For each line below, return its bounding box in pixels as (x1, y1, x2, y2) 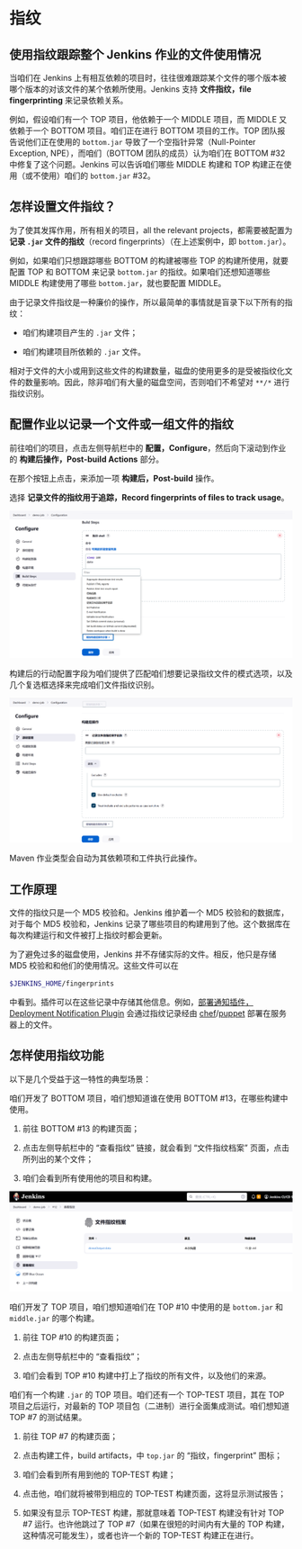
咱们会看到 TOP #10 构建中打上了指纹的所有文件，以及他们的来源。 (22, 1370, 271, 1382)
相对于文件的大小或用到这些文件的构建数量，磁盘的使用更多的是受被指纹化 (9, 365, 285, 376)
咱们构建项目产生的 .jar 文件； (22, 327, 138, 338)
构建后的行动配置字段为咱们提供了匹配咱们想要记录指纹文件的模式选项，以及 (9, 668, 293, 679)
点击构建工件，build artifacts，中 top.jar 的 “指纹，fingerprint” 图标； (22, 1450, 283, 1461)
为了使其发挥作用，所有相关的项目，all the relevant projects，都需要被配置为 (9, 224, 293, 235)
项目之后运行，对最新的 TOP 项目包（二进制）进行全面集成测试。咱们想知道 (9, 1400, 290, 1411)
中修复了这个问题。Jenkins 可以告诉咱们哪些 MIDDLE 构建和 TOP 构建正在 (9, 159, 285, 169)
